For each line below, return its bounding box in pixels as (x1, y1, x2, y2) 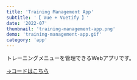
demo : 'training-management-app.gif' (6, 32, 102, 38)
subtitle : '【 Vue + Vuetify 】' (6, 15, 90, 21)
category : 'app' (6, 37, 47, 43)
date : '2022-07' (6, 20, 47, 26)
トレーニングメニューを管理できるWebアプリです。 (6, 55, 135, 61)
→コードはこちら (6, 67, 49, 75)
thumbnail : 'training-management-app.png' (6, 25, 116, 32)
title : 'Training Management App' (6, 8, 94, 15)
